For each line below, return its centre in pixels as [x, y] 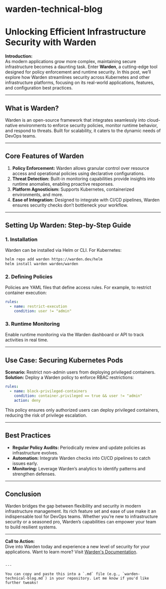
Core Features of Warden [44, 156]
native [11, 125]
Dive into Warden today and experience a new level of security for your [78, 547]
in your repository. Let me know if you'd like [99, 579]
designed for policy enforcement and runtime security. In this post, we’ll [78, 72]
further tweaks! [22, 583]
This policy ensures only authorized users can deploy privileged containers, [82, 410]
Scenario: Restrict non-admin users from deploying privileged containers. [80, 372]
